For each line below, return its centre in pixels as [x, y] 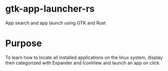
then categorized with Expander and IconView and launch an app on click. [83, 63]
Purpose [24, 43]
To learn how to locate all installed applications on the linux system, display [84, 57]
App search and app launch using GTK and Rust [55, 23]
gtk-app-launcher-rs [50, 9]
